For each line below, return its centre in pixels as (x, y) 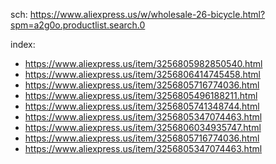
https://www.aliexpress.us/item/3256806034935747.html (143, 127)
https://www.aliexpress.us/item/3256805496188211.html (141, 95)
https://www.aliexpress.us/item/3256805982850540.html (143, 63)
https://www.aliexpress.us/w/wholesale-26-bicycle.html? (147, 14)
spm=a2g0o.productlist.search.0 (78, 25)
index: (23, 44)
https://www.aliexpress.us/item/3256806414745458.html (142, 74)
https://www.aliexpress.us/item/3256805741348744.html (142, 106)
